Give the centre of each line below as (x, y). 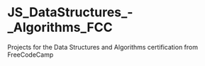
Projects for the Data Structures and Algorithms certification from (103, 47)
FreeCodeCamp (31, 55)
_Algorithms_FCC (60, 27)
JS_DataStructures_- (70, 12)
